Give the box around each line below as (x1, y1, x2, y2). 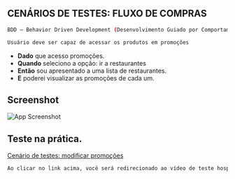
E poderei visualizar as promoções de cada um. (17, 73, 155, 82)
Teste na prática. (7, 133, 83, 145)
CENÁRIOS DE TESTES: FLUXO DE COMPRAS (7, 8, 208, 20)
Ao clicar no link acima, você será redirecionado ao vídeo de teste (7, 165, 215, 172)
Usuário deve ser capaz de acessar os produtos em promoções (7, 38, 190, 46)
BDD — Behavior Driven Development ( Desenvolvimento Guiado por (7, 26, 199, 33)
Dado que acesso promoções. (17, 51, 105, 60)
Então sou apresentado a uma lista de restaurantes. (17, 66, 166, 75)
